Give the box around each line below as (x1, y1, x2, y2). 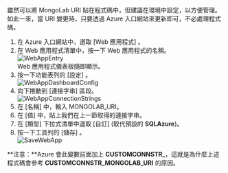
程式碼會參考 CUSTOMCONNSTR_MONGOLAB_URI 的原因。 (7, 159, 180, 167)
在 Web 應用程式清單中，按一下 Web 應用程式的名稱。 (16, 47, 170, 54)
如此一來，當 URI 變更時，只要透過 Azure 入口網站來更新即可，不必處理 (7, 14, 209, 23)
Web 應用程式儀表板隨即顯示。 (16, 62, 104, 70)
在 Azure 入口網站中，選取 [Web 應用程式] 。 (16, 38, 144, 46)
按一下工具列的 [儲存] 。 (16, 128, 86, 136)
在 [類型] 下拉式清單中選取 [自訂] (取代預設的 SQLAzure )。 (16, 119, 183, 128)
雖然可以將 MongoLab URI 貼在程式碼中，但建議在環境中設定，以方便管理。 (7, 6, 221, 14)
